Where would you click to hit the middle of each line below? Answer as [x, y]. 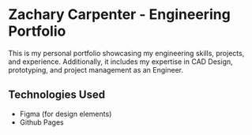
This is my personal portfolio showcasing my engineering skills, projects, [126, 53]
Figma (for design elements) [66, 114]
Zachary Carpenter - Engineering [119, 15]
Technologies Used [56, 95]
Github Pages [42, 122]
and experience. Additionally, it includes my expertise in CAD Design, [120, 62]
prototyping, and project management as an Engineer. [96, 69]
